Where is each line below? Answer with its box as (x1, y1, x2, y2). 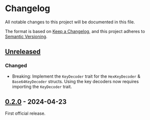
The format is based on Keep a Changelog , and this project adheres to (5, 28, 145, 34)
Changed (5, 62, 28, 69)
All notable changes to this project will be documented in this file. (5, 19, 135, 25)
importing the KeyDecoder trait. (12, 84, 72, 89)
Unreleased (5, 48, 41, 56)
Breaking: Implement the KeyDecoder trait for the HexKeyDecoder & (12, 73, 140, 79)
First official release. (5, 110, 46, 117)
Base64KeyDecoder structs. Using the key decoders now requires (12, 78, 139, 84)
